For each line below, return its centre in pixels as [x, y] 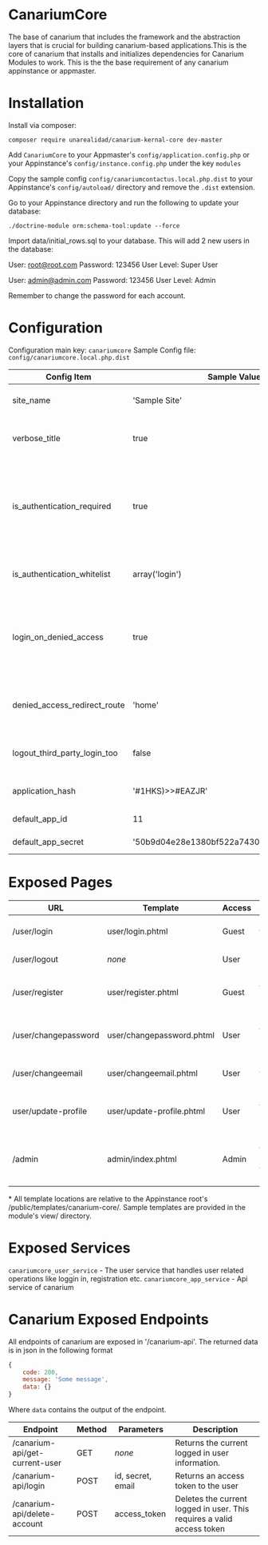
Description [215, 1430]
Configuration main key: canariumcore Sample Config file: [102, 350]
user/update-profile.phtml [156, 1111]
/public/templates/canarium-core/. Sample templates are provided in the [127, 1207]
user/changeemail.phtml [152, 1073]
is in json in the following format [61, 1350]
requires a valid [204, 1519]
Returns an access [210, 1476]
